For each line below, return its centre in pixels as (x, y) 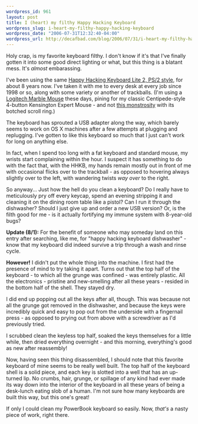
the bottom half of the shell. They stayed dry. (61, 288)
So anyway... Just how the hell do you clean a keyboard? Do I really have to (98, 189)
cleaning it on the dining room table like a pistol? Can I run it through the (93, 202)
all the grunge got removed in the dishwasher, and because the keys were (96, 305)
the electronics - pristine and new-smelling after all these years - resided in (98, 281)
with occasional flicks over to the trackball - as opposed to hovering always (98, 172)
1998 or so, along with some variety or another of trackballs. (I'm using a (94, 92)
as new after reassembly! (37, 348)
